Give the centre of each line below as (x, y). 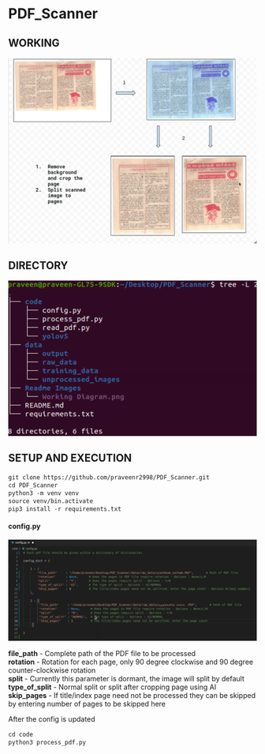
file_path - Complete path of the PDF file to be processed (102, 653)
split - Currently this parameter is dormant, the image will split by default (126, 678)
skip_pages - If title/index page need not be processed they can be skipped (132, 695)
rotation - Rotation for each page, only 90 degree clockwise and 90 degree (131, 662)
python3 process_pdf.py (47, 742)
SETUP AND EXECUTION (70, 458)
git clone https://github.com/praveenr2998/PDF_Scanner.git (109, 477)
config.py (24, 527)
